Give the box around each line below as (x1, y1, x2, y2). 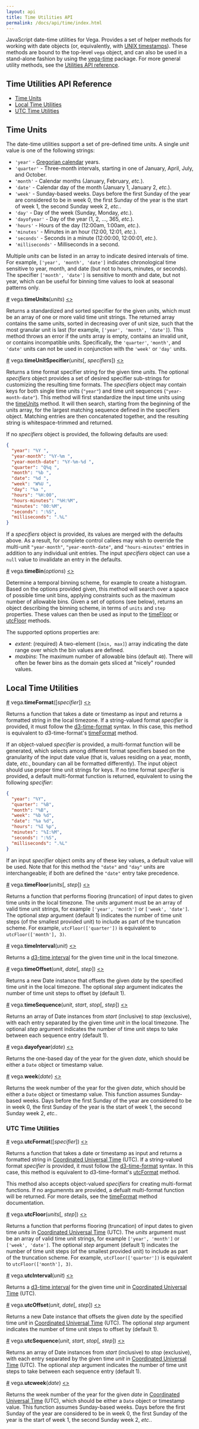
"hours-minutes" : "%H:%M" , (11, 498, 78, 504)
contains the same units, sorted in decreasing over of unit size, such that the (6, 320, 194, 327)
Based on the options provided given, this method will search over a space (6, 585, 189, 592)
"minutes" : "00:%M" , (11, 503, 62, 509)
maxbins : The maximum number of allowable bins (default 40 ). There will (14, 653, 193, 660)
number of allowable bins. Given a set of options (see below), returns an (6, 598, 183, 606)
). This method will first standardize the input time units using (35, 394, 185, 400)
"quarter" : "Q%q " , (11, 464, 60, 470)
